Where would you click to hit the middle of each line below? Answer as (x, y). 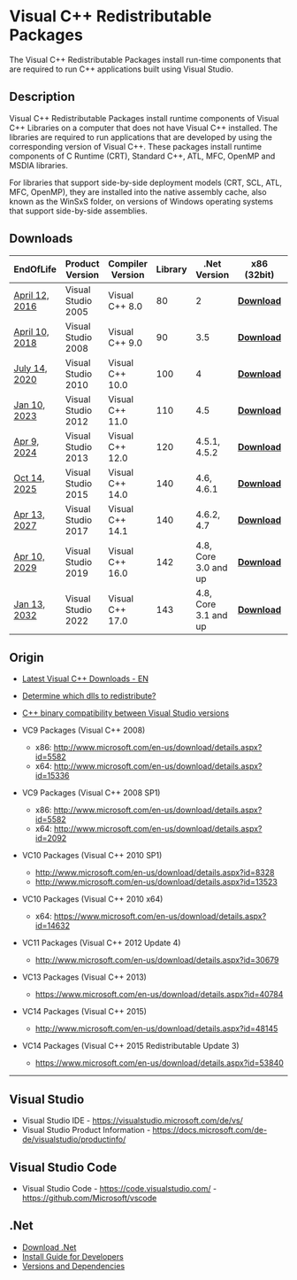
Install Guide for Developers (72, 1256)
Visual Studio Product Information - (86, 1130)
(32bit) (259, 275)
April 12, (32, 295)
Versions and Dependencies (73, 1266)
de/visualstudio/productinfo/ (74, 1139)
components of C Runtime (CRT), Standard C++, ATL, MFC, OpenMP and (142, 156)
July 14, (30, 368)
